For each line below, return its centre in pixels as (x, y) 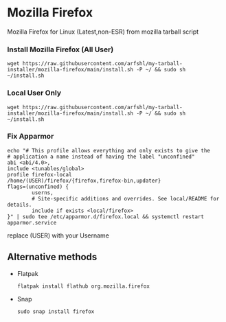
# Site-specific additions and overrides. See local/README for (126, 198)
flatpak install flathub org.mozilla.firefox (83, 286)
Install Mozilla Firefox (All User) (60, 49)
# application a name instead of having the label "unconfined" (101, 157)
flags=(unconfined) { (38, 187)
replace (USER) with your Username (58, 235)
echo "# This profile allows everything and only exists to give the (109, 150)
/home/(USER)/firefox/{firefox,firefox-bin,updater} (84, 181)
